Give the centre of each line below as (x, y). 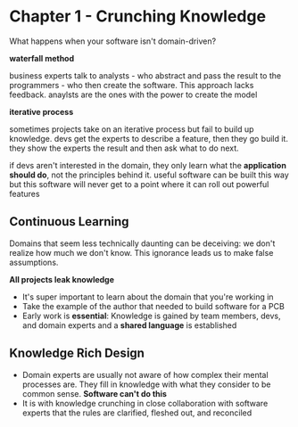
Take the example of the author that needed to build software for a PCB (153, 306)
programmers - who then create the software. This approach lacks (132, 85)
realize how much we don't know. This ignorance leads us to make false (141, 252)
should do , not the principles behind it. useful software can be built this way (149, 175)
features (25, 193)
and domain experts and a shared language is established (129, 325)
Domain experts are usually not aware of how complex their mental (145, 374)
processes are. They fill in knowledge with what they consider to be (146, 384)
